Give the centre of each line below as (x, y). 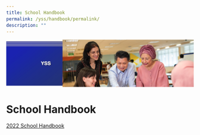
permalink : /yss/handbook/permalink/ (53, 19)
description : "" (26, 25)
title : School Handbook (36, 13)
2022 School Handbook (35, 126)
